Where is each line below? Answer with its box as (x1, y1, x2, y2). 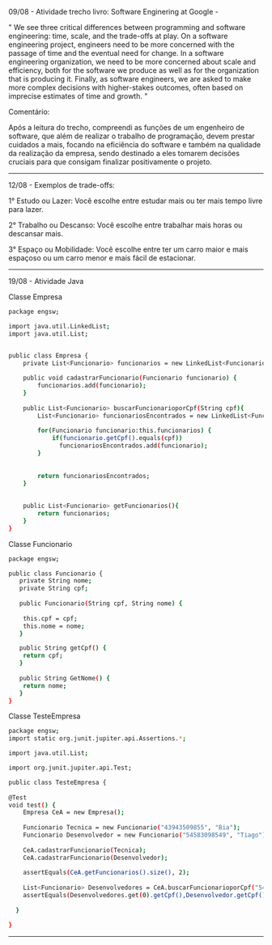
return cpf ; (23, 651, 63, 660)
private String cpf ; (19, 584, 89, 593)
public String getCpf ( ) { (19, 644, 107, 652)
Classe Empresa (8, 292, 63, 302)
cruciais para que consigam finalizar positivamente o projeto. (8, 157, 212, 167)
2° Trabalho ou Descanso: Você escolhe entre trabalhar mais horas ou (8, 220, 243, 230)
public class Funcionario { (8, 570, 104, 578)
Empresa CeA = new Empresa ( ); (23, 808, 125, 816)
